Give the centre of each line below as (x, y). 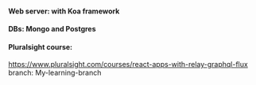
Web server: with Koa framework (64, 11)
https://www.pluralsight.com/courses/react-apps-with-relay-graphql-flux (128, 65)
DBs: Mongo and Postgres (52, 29)
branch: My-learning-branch (55, 73)
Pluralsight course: (41, 46)
